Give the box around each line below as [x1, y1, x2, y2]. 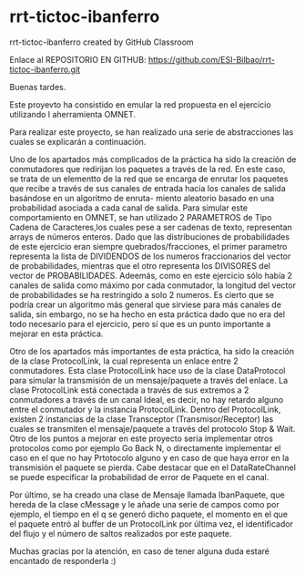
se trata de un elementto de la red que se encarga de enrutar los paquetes [9, 173, 289, 184]
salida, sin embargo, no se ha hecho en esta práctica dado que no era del [9, 308, 285, 320]
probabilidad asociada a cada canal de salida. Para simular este [9, 202, 249, 213]
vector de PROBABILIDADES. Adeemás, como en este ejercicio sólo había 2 [9, 270, 293, 281]
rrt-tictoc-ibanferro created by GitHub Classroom [9, 36, 194, 47]
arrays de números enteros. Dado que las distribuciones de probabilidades [9, 231, 290, 242]
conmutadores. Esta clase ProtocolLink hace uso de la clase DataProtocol [9, 365, 286, 375]
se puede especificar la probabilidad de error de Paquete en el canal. [9, 471, 269, 482]
